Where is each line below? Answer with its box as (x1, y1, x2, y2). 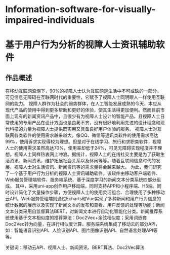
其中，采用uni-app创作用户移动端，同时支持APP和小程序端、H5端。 (15, 183, 157, 189)
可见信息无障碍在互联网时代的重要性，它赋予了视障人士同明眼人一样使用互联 (5, 94, 165, 100)
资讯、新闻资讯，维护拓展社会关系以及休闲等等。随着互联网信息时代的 (9, 158, 156, 164)
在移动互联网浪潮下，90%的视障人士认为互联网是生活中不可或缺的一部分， (5, 88, 162, 94)
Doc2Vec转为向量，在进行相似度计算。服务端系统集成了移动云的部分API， (5, 221, 160, 227)
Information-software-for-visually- (5, 4, 156, 15)
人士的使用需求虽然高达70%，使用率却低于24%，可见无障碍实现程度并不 (5, 145, 158, 151)
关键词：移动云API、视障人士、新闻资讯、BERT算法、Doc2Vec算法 (5, 244, 145, 250)
